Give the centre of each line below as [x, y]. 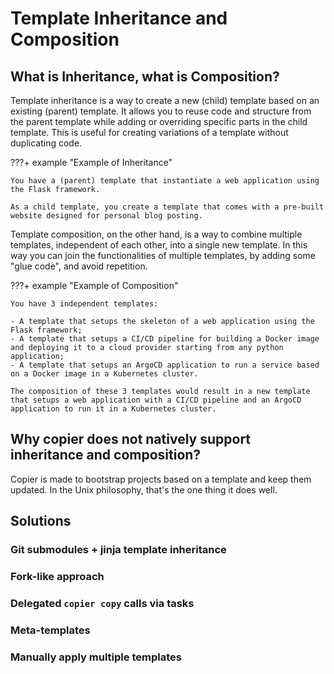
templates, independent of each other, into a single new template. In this [159, 245]
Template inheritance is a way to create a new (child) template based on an [165, 100]
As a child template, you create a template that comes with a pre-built [167, 207]
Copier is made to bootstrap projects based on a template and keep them [161, 479]
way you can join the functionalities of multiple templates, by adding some [163, 255]
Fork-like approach [57, 577]
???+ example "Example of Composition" [94, 285]
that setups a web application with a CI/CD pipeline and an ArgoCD [156, 400]
